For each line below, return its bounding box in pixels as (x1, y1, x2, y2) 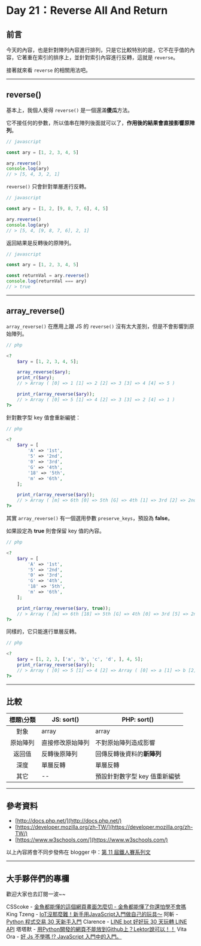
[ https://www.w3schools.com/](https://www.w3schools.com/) (14, 837, 169, 844)
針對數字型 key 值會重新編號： (6, 413, 81, 421)
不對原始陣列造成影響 (95, 738, 156, 747)
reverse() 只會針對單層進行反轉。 (6, 183, 90, 190)
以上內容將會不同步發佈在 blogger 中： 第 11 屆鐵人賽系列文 (6, 848, 151, 856)
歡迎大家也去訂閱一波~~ (6, 890, 66, 898)
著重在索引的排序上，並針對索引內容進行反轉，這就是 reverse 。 (22, 54, 179, 61)
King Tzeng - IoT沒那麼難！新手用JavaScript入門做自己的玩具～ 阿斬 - (6, 911, 178, 918)
